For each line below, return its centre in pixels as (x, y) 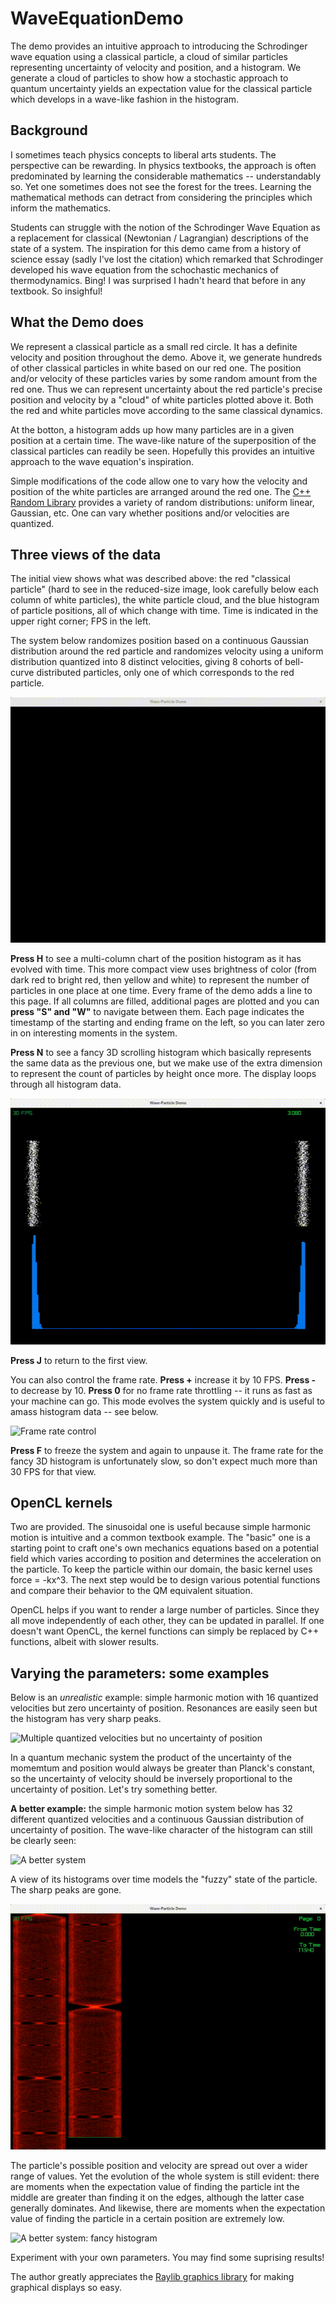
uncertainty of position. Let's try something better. (114, 1789)
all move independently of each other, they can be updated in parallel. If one (167, 1621)
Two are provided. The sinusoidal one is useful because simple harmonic (161, 1527)
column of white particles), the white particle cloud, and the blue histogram (165, 600)
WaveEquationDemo (97, 18)
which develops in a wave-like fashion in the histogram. (125, 99)
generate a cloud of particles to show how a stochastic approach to (149, 78)
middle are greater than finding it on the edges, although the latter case (157, 2198)
